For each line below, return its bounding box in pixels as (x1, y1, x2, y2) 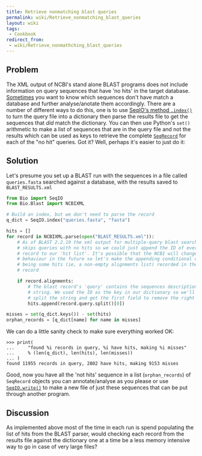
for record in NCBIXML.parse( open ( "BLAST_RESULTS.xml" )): (6, 233, 155, 240)
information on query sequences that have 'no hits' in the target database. (6, 87, 191, 94)
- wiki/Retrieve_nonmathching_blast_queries (8, 43, 122, 49)
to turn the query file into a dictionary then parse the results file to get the (6, 113, 188, 120)
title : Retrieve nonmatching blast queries (6, 8, 117, 15)
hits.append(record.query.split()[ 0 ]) (28, 301, 125, 307)
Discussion (6, 408, 49, 418)
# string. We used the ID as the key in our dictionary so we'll (28, 289, 195, 295)
